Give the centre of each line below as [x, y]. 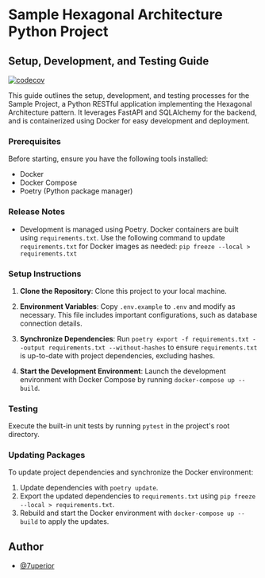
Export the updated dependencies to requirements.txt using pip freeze [138, 496]
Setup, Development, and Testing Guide [109, 61]
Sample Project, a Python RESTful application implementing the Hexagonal [130, 104]
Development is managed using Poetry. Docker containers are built [129, 229]
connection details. [51, 323]
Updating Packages [47, 455]
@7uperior [37, 566]
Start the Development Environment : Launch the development [123, 371]
